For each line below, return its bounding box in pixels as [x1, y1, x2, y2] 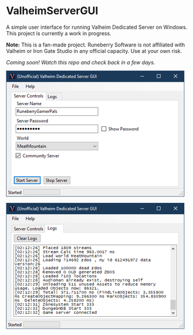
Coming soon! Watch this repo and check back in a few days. [6, 59, 155, 66]
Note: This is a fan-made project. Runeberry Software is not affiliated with [6, 41, 185, 48]
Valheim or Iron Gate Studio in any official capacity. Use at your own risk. [6, 47, 182, 54]
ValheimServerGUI [6, 4, 99, 18]
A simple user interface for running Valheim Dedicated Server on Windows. [6, 24, 188, 31]
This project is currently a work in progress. [6, 29, 111, 36]
